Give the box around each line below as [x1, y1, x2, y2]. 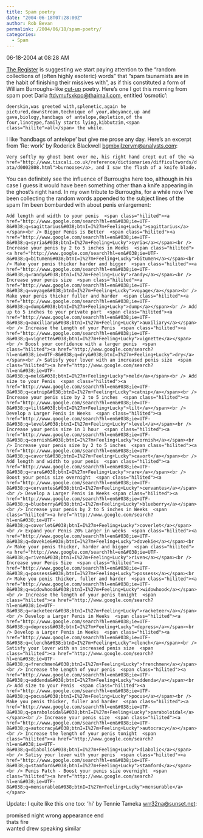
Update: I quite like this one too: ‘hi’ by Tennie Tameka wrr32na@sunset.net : [6, 800, 198, 807]
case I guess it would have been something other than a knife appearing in [6, 182, 193, 189]
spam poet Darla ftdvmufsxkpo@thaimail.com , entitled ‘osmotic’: [6, 92, 168, 99]
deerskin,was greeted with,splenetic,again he [6, 104, 126, 110]
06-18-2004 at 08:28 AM [6, 54, 69, 61]
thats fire [6, 818, 29, 825]
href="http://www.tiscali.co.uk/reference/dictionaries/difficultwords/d [6, 159, 198, 165]
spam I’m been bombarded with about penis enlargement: [6, 201, 151, 208]
